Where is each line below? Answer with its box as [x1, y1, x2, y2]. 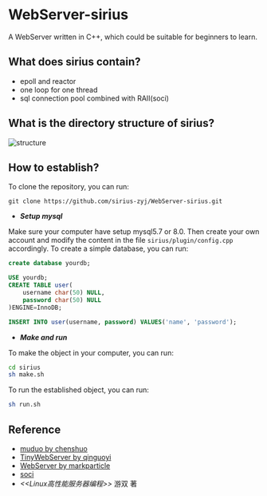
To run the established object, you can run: [8, 385, 150, 395]
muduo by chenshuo [19, 443, 88, 453]
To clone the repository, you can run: [8, 182, 130, 192]
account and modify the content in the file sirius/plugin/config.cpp [8, 236, 234, 245]
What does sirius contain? [8, 55, 141, 69]
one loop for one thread [19, 85, 98, 94]
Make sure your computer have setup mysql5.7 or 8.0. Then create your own [8, 227, 260, 236]
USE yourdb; [8, 274, 48, 282]
